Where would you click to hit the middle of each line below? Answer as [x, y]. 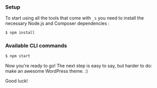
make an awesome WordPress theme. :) [47, 71]
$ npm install [20, 33]
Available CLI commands [36, 46]
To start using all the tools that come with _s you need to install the [74, 18]
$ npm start [18, 56]
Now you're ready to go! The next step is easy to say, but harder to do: [79, 66]
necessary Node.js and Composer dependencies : [57, 23]
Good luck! [17, 81]
